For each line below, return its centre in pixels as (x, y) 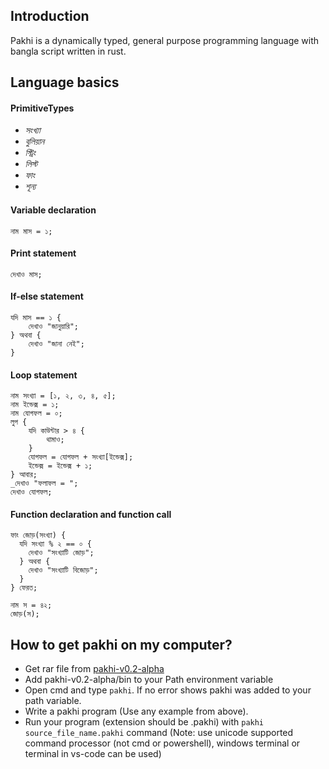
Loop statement (44, 375)
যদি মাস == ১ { (36, 318)
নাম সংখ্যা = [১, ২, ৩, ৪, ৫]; (63, 396)
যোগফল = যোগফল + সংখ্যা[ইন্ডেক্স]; (81, 457)
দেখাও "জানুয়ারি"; (54, 327)
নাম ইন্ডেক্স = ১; (35, 405)
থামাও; (55, 440)
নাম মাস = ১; (31, 231)
